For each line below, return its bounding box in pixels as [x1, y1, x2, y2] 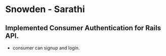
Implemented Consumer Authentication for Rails [5, 24, 161, 32]
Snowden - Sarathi [5, 4, 85, 15]
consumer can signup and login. [12, 45, 80, 51]
